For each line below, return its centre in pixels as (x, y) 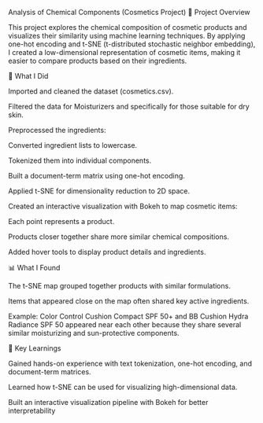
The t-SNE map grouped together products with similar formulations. (119, 286)
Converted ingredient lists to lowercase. (73, 145)
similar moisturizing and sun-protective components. (94, 333)
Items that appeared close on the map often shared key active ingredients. (129, 301)
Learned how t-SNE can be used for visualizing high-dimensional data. (123, 387)
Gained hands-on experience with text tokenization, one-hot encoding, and (130, 363)
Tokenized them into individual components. (80, 160)
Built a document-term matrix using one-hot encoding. (96, 176)
